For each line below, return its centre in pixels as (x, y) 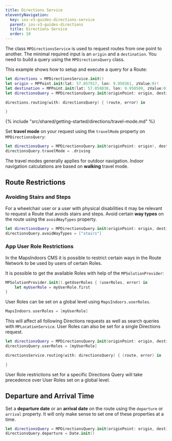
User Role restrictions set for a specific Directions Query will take (74, 374)
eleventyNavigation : (27, 15)
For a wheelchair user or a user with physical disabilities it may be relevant (84, 208)
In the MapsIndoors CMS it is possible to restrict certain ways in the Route (83, 258)
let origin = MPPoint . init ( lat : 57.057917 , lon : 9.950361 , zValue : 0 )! (82, 83)
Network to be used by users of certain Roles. (54, 263)
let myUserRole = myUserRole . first (52, 287)
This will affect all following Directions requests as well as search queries (82, 321)
